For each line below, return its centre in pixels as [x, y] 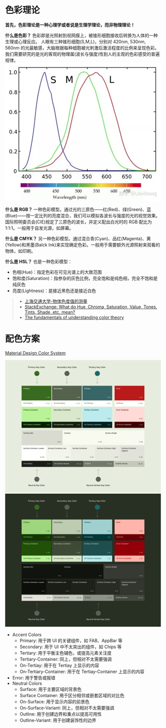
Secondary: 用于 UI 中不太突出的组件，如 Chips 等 [71, 647]
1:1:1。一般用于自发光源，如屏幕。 [40, 228]
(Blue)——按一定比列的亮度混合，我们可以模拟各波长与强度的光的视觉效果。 [83, 216]
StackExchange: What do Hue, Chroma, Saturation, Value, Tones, [91, 307]
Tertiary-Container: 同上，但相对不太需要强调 [66, 659]
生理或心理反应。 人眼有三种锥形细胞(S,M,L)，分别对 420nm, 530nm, [75, 41]
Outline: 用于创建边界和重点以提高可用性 [61, 714]
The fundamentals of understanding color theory [74, 318]
